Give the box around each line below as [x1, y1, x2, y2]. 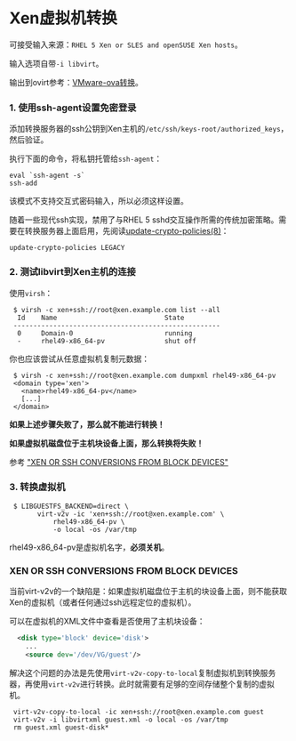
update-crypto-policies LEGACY [9, 244, 125, 253]
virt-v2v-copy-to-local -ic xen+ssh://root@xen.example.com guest [12, 707, 265, 716]
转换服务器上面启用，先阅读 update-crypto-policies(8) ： [24, 226, 229, 237]
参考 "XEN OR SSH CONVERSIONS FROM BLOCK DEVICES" [9, 456, 228, 467]
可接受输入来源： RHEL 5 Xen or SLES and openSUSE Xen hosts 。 [9, 39, 243, 50]
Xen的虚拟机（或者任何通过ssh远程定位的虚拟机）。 [9, 597, 196, 608]
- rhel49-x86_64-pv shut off [17, 336, 197, 345]
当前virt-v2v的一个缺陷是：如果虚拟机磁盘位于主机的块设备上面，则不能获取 [9, 586, 287, 597]
